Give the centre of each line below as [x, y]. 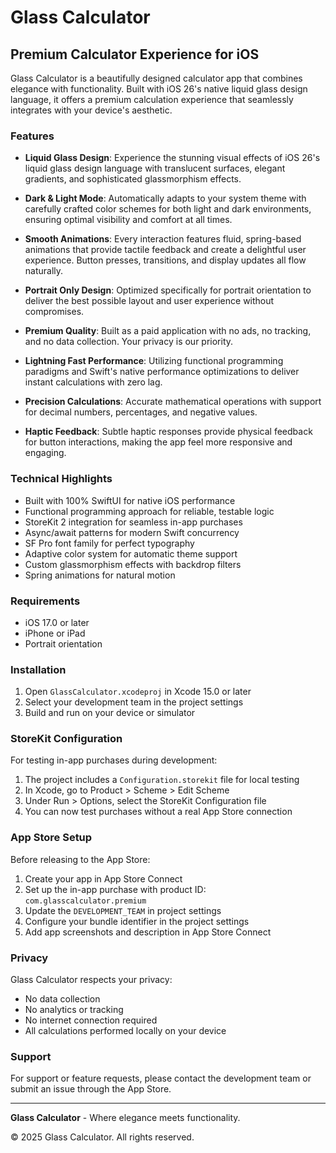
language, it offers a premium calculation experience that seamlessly [152, 99]
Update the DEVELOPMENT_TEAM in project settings [123, 910]
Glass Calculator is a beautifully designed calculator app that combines [156, 78]
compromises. [54, 312]
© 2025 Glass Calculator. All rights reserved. [102, 1137]
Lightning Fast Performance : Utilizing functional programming [154, 361]
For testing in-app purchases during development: [114, 760]
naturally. [44, 271]
